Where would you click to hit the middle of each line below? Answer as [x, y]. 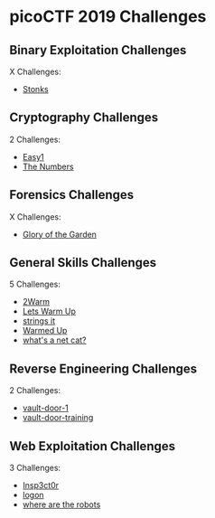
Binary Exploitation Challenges [98, 50]
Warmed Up [45, 331]
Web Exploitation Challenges [93, 446]
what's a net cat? [54, 340]
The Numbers [48, 166]
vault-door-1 [46, 408]
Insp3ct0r [41, 485]
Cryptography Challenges [84, 118]
